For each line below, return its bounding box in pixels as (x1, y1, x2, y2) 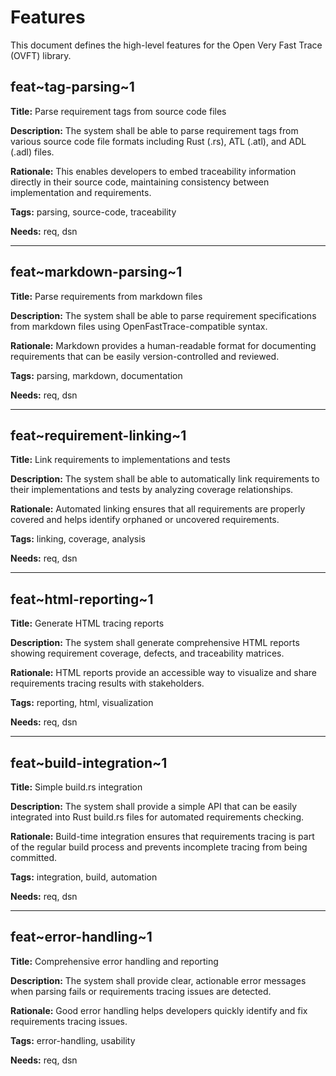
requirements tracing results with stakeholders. (10, 677, 205, 690)
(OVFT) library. (10, 49, 72, 61)
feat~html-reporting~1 (10, 591, 154, 608)
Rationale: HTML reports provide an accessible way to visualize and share (10, 667, 317, 679)
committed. (10, 852, 58, 863)
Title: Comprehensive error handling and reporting (10, 955, 219, 967)
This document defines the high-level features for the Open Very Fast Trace (10, 39, 323, 51)
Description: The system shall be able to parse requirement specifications (10, 309, 317, 321)
